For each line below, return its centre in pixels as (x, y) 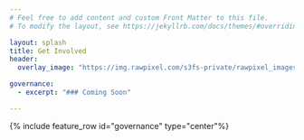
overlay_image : (46, 68)
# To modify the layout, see (64, 26)
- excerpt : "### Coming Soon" (74, 92)
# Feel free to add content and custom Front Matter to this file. (139, 18)
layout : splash (38, 42)
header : (24, 60)
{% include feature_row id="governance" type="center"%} (119, 126)
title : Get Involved (48, 51)
